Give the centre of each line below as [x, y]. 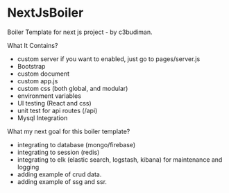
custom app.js [37, 81]
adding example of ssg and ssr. [62, 181]
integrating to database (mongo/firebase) [76, 144]
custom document [43, 74]
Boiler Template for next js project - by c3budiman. [80, 32]
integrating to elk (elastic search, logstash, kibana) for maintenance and [120, 159]
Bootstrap [31, 66]
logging [28, 167]
